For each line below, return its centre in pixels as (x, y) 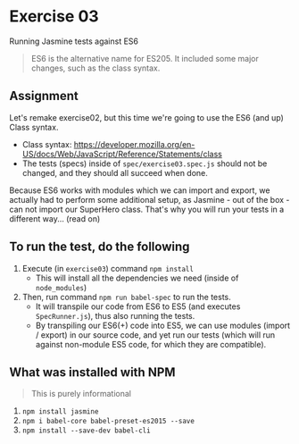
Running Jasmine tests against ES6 (74, 41)
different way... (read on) (55, 218)
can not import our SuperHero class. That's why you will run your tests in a (147, 209)
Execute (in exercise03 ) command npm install (108, 268)
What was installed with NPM (92, 372)
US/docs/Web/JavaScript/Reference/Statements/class (122, 154)
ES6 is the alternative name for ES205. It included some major (145, 58)
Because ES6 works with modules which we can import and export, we (140, 190)
